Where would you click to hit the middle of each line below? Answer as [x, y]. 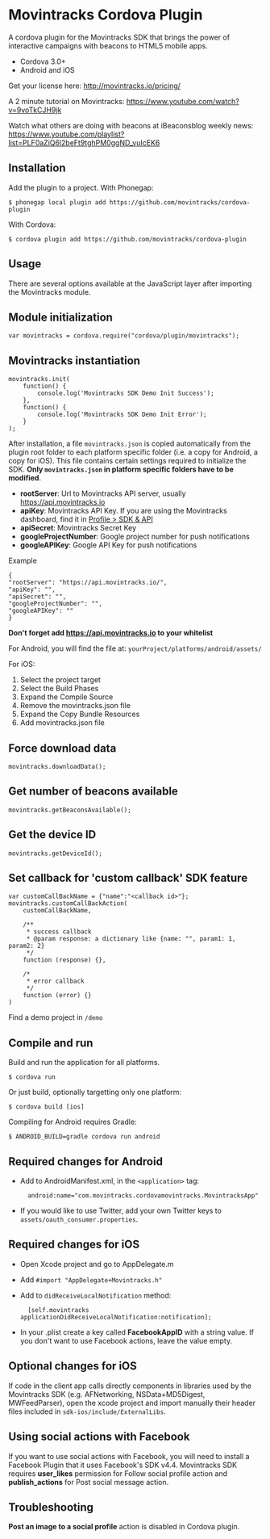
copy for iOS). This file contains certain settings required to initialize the [127, 461]
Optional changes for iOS [73, 1366]
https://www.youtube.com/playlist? [66, 134]
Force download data [62, 748]
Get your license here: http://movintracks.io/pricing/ [95, 86]
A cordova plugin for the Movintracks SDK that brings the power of [119, 37]
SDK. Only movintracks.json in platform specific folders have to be [121, 469]
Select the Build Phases [59, 689]
